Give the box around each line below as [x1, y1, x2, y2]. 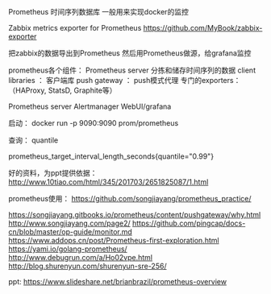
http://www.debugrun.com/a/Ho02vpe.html [8, 253, 153, 262]
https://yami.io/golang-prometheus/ [8, 244, 127, 254]
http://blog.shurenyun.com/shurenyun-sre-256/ [8, 261, 167, 271]
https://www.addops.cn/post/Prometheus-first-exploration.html [8, 236, 219, 245]
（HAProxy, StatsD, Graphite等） [8, 85, 117, 95]
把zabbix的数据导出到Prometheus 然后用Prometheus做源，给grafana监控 [8, 48, 252, 58]
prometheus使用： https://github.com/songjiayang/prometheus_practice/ [8, 194, 252, 203]
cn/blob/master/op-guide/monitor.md [8, 227, 133, 236]
